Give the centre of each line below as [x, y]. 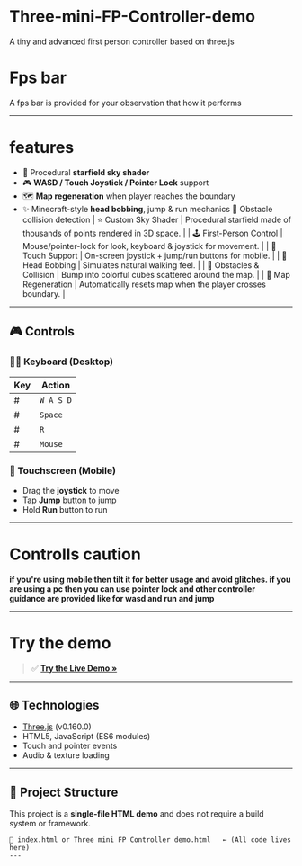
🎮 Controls [42, 331]
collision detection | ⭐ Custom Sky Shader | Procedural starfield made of [157, 219]
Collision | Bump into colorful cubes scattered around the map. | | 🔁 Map [156, 274]
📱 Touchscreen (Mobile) [63, 471]
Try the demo [60, 643]
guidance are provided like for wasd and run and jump [112, 598]
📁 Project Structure [64, 792]
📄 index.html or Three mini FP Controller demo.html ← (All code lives [151, 840]
